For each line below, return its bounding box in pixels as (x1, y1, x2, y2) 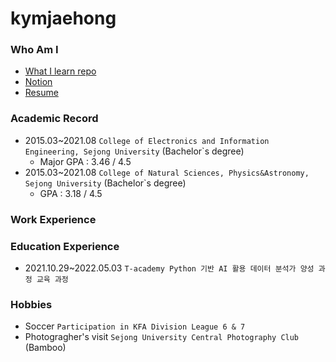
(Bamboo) (24, 342, 67, 354)
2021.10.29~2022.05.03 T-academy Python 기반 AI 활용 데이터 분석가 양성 (24, 262, 315, 274)
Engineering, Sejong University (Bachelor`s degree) (24, 145, 245, 157)
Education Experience (10, 239, 120, 253)
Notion (24, 76, 53, 88)
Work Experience (10, 212, 97, 226)
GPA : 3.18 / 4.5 (39, 187, 103, 199)
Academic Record (10, 112, 99, 126)
